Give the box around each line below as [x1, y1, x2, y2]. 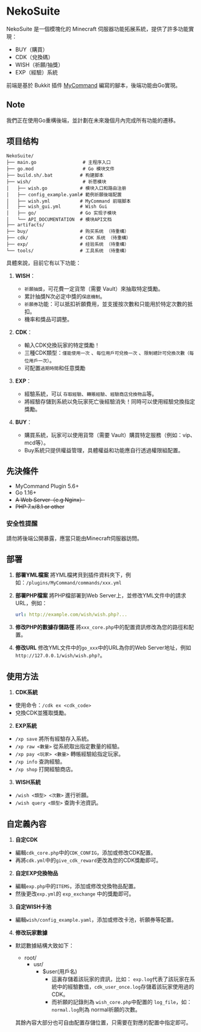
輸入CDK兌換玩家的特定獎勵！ [24, 341, 100, 349]
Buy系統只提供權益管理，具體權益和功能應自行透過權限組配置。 [24, 446, 184, 454]
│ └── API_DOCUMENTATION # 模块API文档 [6, 216, 112, 222]
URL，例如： [15, 599, 48, 607]
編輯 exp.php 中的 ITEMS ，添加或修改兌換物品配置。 [15, 882, 139, 889]
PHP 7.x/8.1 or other [15, 503, 65, 510]
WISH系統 [15, 778, 41, 786]
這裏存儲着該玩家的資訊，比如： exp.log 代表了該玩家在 [51, 975, 190, 983]
